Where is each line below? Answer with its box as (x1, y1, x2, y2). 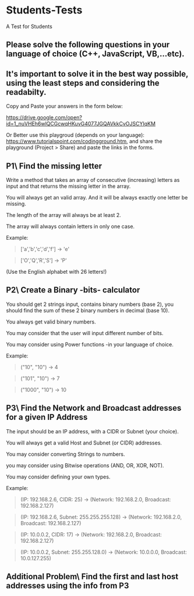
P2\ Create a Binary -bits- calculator (6, 285, 140, 295)
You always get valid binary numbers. (6, 318, 96, 325)
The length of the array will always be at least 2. (6, 211, 121, 218)
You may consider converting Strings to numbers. (6, 450, 125, 457)
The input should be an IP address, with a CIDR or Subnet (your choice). (6, 428, 179, 435)
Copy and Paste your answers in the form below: (6, 103, 124, 110)
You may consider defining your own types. (6, 473, 111, 480)
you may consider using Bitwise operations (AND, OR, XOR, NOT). (6, 461, 164, 468)
